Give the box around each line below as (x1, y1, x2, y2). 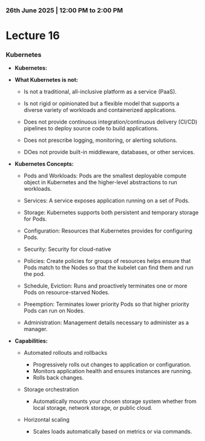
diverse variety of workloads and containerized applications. (23, 106, 177, 114)
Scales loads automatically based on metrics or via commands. (32, 428, 192, 435)
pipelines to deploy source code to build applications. (23, 125, 159, 132)
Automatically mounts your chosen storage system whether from (32, 398, 197, 405)
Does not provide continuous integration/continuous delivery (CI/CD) (23, 118, 198, 125)
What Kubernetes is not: (14, 76, 78, 84)
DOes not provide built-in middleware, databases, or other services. (23, 149, 195, 156)
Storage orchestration (23, 386, 79, 393)
